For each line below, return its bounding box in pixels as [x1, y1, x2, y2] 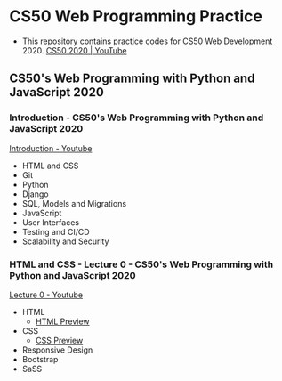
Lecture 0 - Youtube [9, 289, 83, 300]
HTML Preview [35, 316, 91, 327]
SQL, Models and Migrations [21, 198, 127, 208]
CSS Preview [35, 335, 84, 345]
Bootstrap [21, 353, 59, 364]
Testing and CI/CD [21, 226, 91, 237]
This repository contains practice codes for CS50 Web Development [21, 36, 273, 46]
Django [21, 189, 49, 199]
